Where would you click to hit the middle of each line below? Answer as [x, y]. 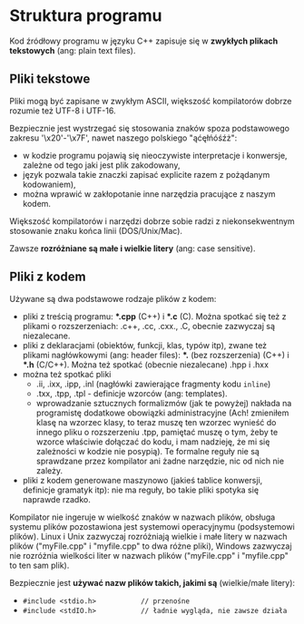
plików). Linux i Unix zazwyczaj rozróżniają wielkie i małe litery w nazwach [148, 536]
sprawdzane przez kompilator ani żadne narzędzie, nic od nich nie [160, 461]
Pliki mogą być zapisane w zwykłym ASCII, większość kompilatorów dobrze [151, 101]
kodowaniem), [49, 184]
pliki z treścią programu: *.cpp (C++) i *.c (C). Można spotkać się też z [155, 316]
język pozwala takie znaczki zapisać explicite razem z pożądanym [146, 174]
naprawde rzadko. [56, 499]
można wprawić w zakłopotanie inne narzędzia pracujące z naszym [149, 194]
